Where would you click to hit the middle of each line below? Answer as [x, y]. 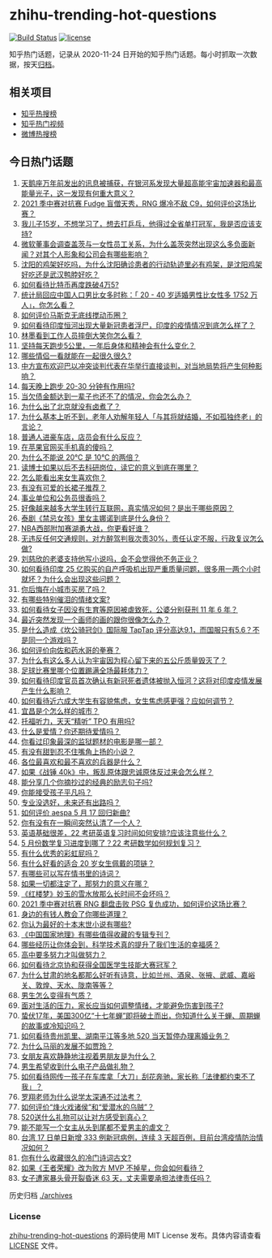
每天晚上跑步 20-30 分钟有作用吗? [78, 386]
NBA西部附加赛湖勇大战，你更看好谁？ [85, 528]
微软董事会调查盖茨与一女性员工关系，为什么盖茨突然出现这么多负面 [134, 244]
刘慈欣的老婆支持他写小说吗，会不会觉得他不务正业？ [110, 559]
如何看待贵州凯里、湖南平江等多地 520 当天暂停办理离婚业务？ [125, 1035]
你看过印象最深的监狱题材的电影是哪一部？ [92, 741]
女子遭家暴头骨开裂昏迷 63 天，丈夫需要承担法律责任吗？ [116, 1178]
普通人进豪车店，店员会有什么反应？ [81, 437]
